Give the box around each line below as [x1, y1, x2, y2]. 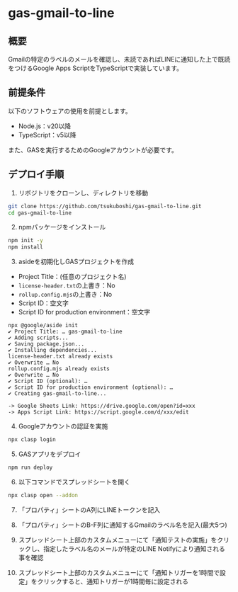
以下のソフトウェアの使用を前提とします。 [8, 106, 132, 115]
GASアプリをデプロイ [18, 450, 81, 458]
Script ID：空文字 [18, 299, 69, 307]
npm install [8, 244, 43, 251]
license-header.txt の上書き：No [18, 281, 115, 290]
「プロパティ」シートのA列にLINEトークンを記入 [18, 505, 161, 514]
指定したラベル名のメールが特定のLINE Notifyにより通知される [42, 544, 226, 553]
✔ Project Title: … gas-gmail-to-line [8, 328, 123, 336]
